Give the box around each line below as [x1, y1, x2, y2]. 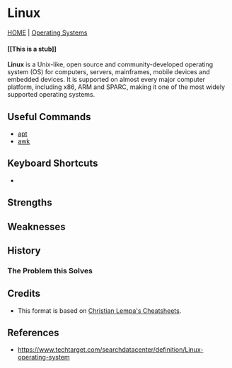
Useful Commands [7, 111, 91, 123]
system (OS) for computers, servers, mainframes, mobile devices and [7, 68, 210, 76]
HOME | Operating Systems [7, 28, 88, 37]
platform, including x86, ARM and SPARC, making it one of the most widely [7, 83, 225, 91]
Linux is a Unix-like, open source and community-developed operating [7, 60, 214, 69]
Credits [7, 287, 41, 299]
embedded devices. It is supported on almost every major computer [7, 76, 206, 84]
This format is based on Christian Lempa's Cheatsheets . [17, 306, 182, 315]
